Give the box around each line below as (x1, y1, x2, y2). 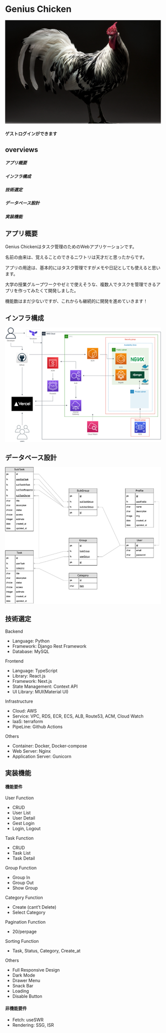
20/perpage (12, 929, 37, 934)
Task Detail (12, 855, 36, 861)
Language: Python (12, 638, 50, 644)
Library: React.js (12, 672, 46, 679)
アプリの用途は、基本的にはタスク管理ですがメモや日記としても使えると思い (5, 264, 161, 270)
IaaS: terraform (12, 718, 43, 724)
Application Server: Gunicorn (12, 753, 72, 759)
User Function (5, 795, 34, 801)
